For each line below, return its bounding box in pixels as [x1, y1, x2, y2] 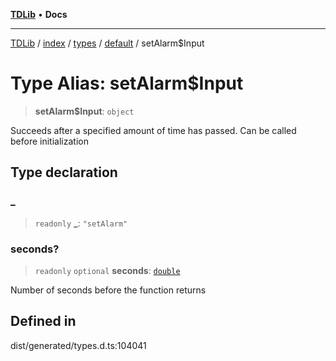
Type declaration [10, 164, 118, 181]
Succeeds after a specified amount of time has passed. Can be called [10, 124, 297, 136]
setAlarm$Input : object [34, 105, 135, 117]
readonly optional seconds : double [34, 264, 181, 276]
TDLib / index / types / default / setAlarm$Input [10, 37, 205, 49]
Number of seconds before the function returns [10, 284, 207, 296]
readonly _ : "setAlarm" [34, 217, 128, 229]
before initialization [10, 135, 89, 147]
